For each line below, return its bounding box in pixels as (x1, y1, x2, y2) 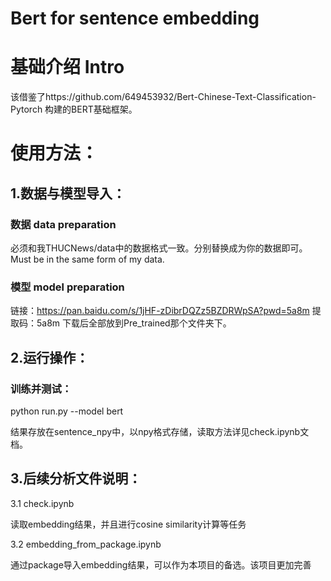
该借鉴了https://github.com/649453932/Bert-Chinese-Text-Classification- (10, 91, 317, 103)
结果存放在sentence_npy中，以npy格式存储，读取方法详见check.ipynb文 (10, 425, 310, 437)
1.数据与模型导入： (10, 185, 127, 202)
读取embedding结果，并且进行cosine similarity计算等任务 (10, 518, 247, 530)
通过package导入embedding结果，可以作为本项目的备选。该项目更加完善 (10, 558, 312, 571)
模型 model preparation (10, 280, 125, 294)
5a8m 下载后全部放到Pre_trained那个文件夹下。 (36, 317, 232, 329)
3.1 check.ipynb (10, 497, 75, 509)
